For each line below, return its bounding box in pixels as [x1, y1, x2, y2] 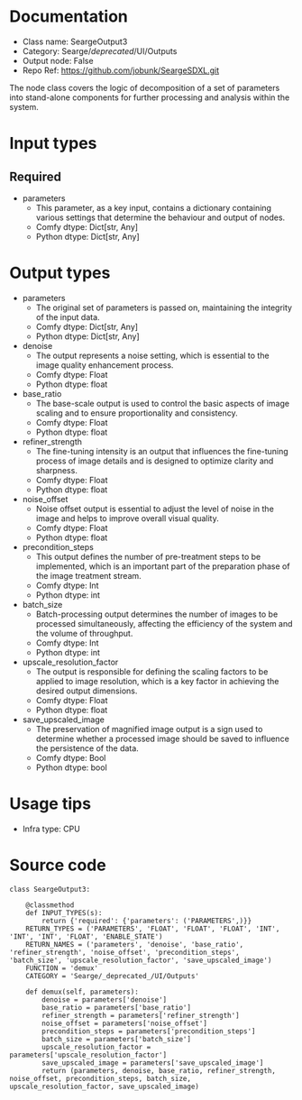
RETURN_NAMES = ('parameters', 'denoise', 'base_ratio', [25, 940, 244, 949]
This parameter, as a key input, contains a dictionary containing [35, 202, 272, 213]
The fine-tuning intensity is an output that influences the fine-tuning [35, 445, 288, 456]
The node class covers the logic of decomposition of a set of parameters [9, 82, 280, 93]
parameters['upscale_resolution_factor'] [9, 1050, 168, 1059]
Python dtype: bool [35, 762, 108, 773]
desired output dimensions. [35, 685, 138, 696]
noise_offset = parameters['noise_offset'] [41, 1019, 207, 1028]
